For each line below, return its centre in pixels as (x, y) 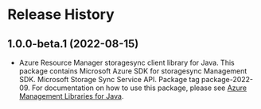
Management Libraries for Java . (71, 96)
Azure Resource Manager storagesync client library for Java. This (127, 62)
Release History (61, 15)
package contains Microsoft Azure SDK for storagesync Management (133, 71)
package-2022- (227, 79)
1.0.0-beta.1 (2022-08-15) (73, 44)
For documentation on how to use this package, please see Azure (139, 88)
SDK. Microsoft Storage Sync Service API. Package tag (109, 79)
